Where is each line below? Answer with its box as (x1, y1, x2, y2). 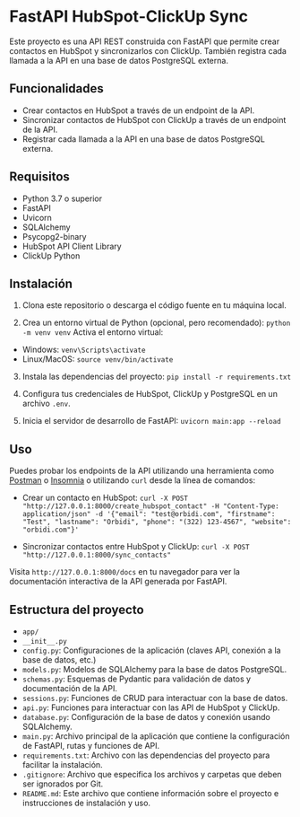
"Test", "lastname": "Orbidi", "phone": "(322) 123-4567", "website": (21, 518, 292, 527)
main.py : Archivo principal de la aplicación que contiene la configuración (21, 731, 290, 742)
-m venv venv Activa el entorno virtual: (21, 327, 164, 338)
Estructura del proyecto (9, 602, 145, 617)
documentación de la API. (21, 683, 118, 693)
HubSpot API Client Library (21, 241, 123, 251)
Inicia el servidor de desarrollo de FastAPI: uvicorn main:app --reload (21, 416, 281, 426)
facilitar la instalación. (21, 760, 103, 769)
